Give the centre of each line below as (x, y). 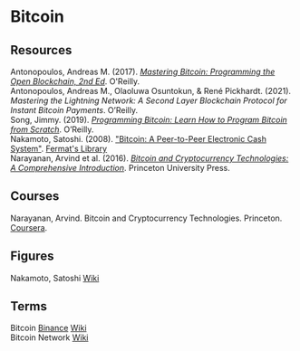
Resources (41, 50)
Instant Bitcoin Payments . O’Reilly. (74, 110)
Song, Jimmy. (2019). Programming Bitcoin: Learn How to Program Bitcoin (149, 120)
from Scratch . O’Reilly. (52, 129)
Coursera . (29, 227)
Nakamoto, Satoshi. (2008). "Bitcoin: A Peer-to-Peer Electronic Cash (138, 139)
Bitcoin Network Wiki (49, 337)
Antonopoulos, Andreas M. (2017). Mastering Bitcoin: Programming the (143, 71)
